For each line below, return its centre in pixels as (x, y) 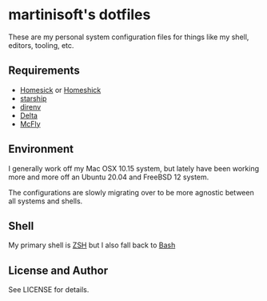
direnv (30, 106)
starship (33, 98)
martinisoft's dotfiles (80, 15)
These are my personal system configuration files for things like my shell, (129, 37)
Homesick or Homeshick (60, 90)
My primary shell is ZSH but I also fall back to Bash (92, 245)
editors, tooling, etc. (41, 45)
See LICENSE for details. (49, 290)
